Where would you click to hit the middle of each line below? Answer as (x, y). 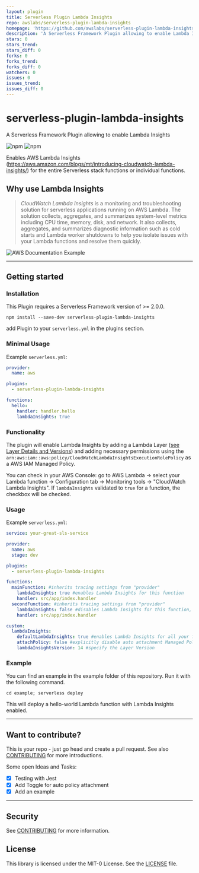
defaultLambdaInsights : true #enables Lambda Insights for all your (103, 637)
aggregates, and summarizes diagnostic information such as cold (100, 228)
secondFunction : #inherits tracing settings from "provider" (89, 604)
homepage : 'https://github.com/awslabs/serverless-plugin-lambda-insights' (102, 28)
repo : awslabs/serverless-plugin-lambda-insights (69, 23)
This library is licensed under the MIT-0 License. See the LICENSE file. (92, 864)
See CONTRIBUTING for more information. (58, 831)
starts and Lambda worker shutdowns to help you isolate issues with (104, 234)
